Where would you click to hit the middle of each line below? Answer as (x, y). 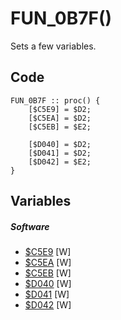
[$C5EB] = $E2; (60, 127)
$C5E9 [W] (48, 252)
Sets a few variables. (53, 46)
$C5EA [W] (48, 263)
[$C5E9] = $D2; (60, 109)
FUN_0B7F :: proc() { (55, 100)
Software (30, 226)
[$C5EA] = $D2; (60, 118)
